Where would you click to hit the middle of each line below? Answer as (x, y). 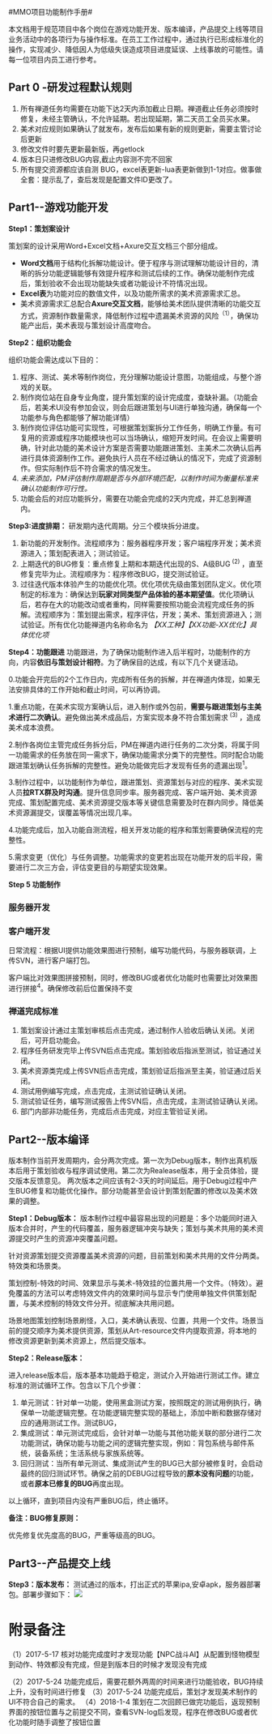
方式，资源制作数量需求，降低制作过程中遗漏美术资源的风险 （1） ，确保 (136, 314)
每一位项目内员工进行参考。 (55, 60)
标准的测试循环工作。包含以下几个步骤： (76, 1386)
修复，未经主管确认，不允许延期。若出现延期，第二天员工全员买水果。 (137, 118)
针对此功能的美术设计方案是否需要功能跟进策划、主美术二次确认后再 (148, 448)
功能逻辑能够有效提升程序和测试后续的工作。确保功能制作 (144, 273)
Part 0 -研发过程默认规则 (70, 88)
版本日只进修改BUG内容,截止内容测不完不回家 (96, 159)
